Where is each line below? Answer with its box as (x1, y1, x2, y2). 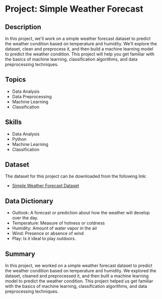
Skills (5, 118, 22, 126)
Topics (5, 75, 26, 84)
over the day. (12, 215, 39, 221)
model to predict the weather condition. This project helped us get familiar (5, 278, 153, 284)
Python (12, 136, 27, 142)
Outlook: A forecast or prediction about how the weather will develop (12, 210, 150, 216)
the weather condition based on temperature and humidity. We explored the (5, 268, 157, 274)
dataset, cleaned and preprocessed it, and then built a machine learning (5, 273, 149, 279)
